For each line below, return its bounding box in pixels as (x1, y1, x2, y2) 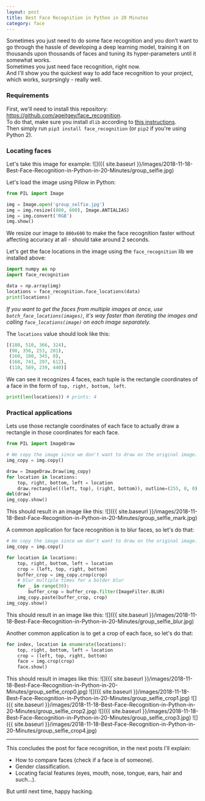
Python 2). (6, 131, 33, 138)
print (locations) (6, 294, 51, 300)
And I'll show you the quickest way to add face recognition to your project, (6, 70, 193, 77)
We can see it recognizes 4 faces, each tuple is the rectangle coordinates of (6, 376, 198, 383)
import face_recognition (6, 272, 70, 278)
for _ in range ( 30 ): (17, 583, 70, 590)
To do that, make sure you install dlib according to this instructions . (6, 118, 177, 125)
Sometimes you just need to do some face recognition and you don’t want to (6, 37, 198, 45)
